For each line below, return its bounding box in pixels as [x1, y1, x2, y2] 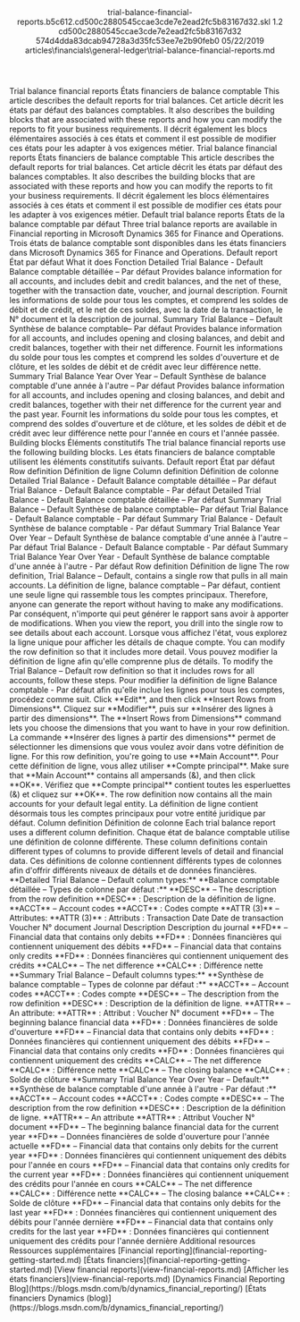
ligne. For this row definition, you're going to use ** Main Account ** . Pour [9, 751, 279, 761]
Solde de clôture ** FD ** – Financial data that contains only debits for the [9, 1198, 281, 1208]
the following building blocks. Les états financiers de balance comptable [9, 447, 276, 457]
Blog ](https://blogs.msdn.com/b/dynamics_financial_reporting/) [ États [9, 1284, 267, 1293]
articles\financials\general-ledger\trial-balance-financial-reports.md [25, 45, 275, 55]
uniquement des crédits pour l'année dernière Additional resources [9, 1236, 256, 1246]
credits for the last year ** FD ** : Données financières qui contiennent [9, 1226, 270, 1236]
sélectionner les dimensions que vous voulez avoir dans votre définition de [9, 742, 284, 752]
